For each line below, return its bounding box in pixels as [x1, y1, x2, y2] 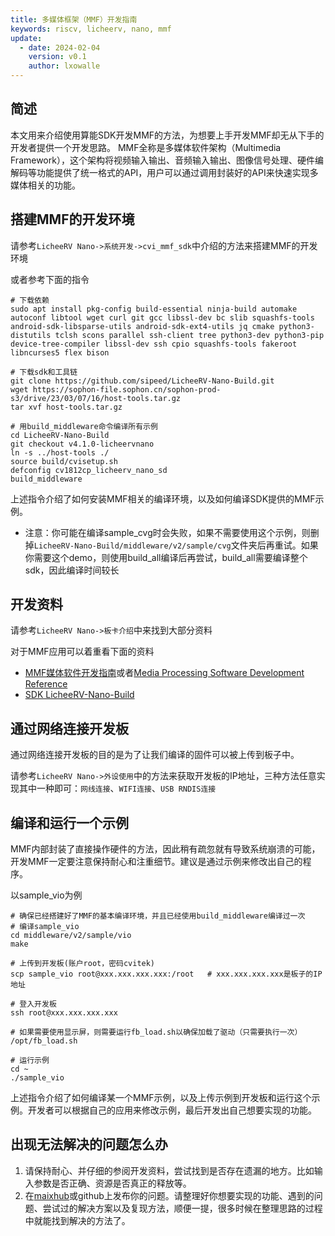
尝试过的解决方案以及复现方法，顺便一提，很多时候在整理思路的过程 [42, 1202, 323, 1214]
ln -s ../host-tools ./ [10, 447, 110, 458]
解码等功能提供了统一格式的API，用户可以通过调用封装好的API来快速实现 [10, 166, 310, 178]
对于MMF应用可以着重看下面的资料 [10, 646, 155, 658]
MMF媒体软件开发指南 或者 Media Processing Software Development [24, 667, 305, 679]
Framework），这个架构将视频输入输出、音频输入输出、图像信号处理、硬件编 [10, 154, 324, 166]
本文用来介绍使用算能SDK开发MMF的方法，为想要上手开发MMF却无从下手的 [10, 129, 325, 141]
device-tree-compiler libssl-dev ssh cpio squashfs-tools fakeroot [10, 339, 298, 349]
